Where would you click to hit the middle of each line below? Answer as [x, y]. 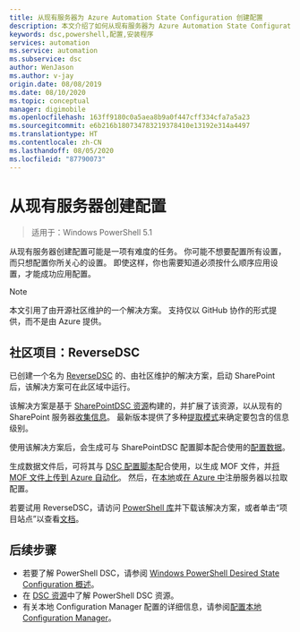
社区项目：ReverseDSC [75, 352]
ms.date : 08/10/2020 [48, 92]
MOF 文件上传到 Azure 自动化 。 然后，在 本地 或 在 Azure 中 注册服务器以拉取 [149, 478]
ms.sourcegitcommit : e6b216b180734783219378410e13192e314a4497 [130, 126]
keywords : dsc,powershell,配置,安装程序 [81, 34]
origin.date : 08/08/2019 [56, 84]
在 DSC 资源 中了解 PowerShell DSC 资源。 [100, 595]
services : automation [50, 43]
